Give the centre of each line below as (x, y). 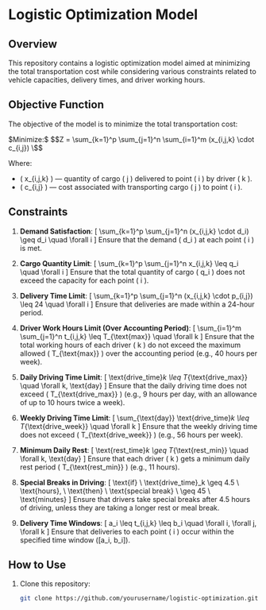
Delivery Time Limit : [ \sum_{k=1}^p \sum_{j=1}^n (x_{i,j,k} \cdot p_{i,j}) (136, 295)
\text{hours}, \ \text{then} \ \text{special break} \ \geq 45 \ (115, 491)
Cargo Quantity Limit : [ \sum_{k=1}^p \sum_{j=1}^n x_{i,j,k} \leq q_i (129, 263)
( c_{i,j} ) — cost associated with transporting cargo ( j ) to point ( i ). (131, 187)
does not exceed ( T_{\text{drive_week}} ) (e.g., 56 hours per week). (131, 434)
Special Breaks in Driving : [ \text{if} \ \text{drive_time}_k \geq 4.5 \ (129, 482)
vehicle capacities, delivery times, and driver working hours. (107, 80)
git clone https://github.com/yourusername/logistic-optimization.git (139, 598)
